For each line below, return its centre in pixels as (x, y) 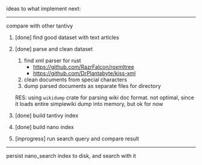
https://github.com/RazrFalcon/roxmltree (83, 67)
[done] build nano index (44, 127)
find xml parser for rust (52, 60)
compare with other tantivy (40, 26)
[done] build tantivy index (47, 115)
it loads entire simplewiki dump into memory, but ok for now (89, 104)
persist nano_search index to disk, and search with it (71, 156)
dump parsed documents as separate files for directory (92, 86)
